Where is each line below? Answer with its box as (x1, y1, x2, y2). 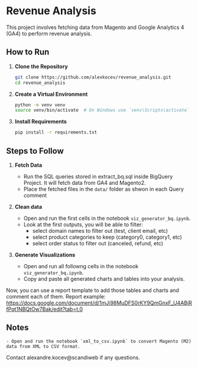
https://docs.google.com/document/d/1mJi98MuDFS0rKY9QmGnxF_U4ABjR (6, 299, 192, 306)
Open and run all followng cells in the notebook (23, 262, 139, 269)
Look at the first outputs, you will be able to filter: (23, 220, 144, 228)
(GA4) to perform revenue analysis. (6, 30, 92, 37)
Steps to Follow (6, 146, 64, 156)
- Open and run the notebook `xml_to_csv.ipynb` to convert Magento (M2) (6, 338, 192, 344)
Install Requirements (14, 118, 67, 125)
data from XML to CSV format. (6, 343, 81, 349)
